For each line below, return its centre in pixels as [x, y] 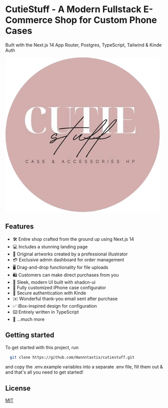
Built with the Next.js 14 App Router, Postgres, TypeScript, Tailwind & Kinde [83, 45]
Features [19, 227]
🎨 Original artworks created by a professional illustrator [70, 254]
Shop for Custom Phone [106, 20]
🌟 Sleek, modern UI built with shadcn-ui [54, 282]
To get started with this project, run [42, 347]
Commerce [29, 20]
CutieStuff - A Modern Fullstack [73, 9]
